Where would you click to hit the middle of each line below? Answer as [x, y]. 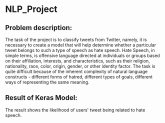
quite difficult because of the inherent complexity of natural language [76, 71]
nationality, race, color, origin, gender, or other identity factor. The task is [80, 66]
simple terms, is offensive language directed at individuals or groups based [82, 55]
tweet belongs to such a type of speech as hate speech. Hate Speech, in [80, 50]
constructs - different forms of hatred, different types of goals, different [79, 77]
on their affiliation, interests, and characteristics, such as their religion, [77, 61]
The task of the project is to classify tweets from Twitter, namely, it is [76, 39]
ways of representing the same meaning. [47, 82]
